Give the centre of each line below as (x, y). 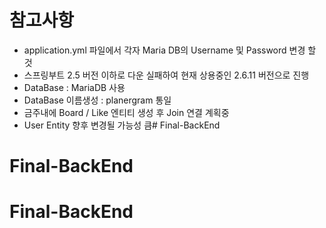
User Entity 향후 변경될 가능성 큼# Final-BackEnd (122, 125)
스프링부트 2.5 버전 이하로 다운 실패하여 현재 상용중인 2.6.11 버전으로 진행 (166, 75)
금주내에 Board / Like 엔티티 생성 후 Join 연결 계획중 (126, 112)
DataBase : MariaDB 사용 (74, 87)
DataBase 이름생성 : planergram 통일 (97, 100)
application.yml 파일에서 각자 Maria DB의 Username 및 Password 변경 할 (170, 50)
